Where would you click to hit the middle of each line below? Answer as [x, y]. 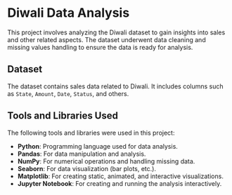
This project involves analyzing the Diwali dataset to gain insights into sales [116, 32]
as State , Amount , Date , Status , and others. [68, 93]
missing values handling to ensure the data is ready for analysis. [100, 47]
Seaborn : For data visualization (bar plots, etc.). [87, 168]
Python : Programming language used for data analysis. [97, 146]
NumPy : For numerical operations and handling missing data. [106, 161]
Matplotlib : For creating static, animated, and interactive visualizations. [120, 176]
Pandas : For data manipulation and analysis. [82, 154]
